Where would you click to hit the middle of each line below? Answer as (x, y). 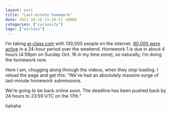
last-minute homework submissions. (44, 81)
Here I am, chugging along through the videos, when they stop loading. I (82, 70)
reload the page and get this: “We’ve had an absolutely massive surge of (82, 75)
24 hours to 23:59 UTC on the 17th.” (43, 96)
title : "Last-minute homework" (39, 15)
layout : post (19, 10)
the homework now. (26, 60)
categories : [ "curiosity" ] (34, 24)
